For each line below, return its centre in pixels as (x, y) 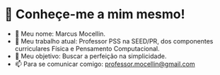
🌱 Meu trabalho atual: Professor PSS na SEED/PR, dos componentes (114, 41)
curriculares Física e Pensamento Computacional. (87, 48)
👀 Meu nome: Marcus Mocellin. (60, 34)
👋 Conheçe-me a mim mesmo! (95, 14)
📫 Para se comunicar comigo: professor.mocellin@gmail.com (105, 64)
